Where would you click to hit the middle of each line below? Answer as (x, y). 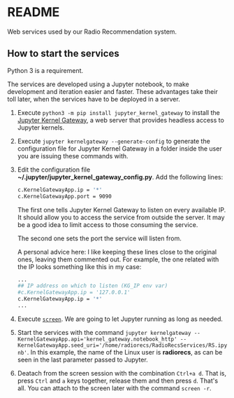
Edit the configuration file (54, 170)
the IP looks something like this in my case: (79, 266)
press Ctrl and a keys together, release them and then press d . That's (118, 380)
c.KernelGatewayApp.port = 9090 (64, 196)
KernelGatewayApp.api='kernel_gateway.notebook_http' (97, 339)
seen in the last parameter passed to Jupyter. (82, 359)
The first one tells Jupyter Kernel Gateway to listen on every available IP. (122, 210)
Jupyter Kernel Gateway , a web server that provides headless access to (121, 120)
